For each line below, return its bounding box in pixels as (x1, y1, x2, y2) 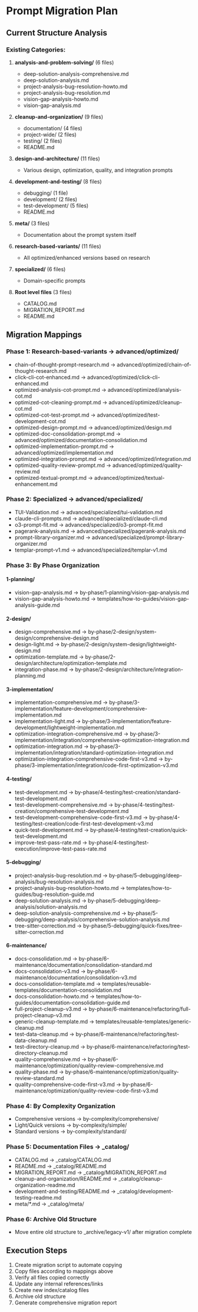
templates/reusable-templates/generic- (95, 1018, 192, 1025)
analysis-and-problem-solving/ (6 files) (14, 59, 114, 66)
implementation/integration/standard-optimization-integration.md (14, 749, 174, 756)
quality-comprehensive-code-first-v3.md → (14, 1081, 121, 1088)
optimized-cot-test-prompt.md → (14, 411, 96, 418)
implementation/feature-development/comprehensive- (14, 705, 147, 713)
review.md (14, 468, 40, 475)
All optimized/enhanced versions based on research (23, 254, 150, 261)
